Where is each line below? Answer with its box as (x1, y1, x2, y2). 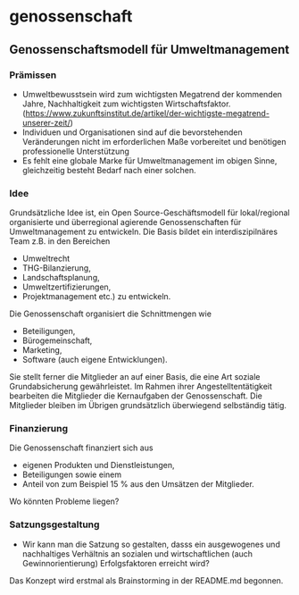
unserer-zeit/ (21, 117, 71, 128)
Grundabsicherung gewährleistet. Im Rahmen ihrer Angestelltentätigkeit (9, 381, 272, 392)
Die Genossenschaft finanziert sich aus (9, 442, 154, 453)
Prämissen (9, 69, 57, 81)
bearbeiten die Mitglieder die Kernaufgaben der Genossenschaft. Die (9, 390, 263, 401)
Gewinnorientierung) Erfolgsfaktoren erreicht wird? (21, 557, 210, 568)
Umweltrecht (21, 253, 71, 264)
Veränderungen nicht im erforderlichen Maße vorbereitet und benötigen (21, 136, 287, 147)
